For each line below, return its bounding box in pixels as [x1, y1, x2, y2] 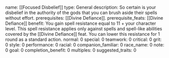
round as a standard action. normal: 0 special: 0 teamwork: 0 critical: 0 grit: [5, 36, 162, 42]
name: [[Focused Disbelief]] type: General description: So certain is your [5, 5, 156, 10]
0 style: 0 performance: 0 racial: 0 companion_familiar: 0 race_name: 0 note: [5, 42, 164, 47]
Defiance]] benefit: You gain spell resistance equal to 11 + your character [5, 20, 156, 26]
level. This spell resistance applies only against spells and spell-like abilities [5, 26, 162, 32]
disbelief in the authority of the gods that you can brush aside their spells [5, 10, 157, 16]
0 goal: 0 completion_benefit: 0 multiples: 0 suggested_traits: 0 [5, 47, 137, 53]
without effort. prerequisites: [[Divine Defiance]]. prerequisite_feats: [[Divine [5, 15, 163, 21]
